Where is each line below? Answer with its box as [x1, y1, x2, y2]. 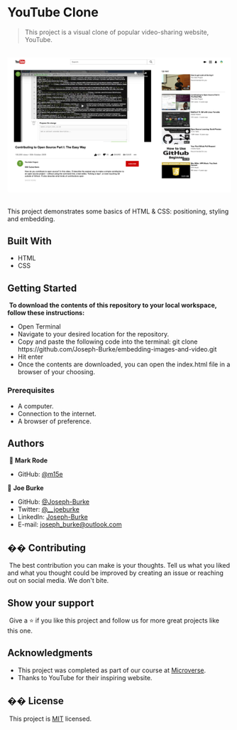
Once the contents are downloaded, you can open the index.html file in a [17, 360, 231, 369]
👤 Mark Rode [9, 456, 48, 465]
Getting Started [7, 282, 77, 294]
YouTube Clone [7, 4, 99, 21]
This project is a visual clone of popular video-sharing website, [24, 28, 209, 36]
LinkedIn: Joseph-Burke [17, 513, 89, 522]
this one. [7, 626, 33, 635]
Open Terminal [17, 322, 62, 331]
